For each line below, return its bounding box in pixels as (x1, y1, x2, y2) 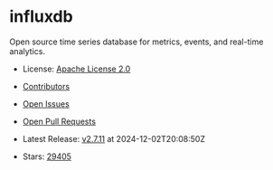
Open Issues (22, 98, 70, 109)
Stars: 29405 (22, 151, 72, 162)
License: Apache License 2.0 (22, 63, 131, 74)
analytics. (9, 45, 45, 56)
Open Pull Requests (22, 116, 97, 127)
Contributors (22, 80, 71, 91)
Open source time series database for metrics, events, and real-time (9, 36, 264, 47)
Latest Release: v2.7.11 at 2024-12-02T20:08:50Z (22, 133, 206, 144)
